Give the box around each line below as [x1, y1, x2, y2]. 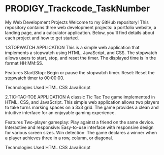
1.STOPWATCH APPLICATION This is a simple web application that [5, 44, 140, 50]
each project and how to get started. [5, 35, 79, 41]
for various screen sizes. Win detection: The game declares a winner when [5, 129, 157, 135]
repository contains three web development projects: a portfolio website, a [5, 24, 157, 30]
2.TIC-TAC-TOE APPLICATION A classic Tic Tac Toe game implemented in [5, 94, 155, 100]
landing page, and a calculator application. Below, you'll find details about [5, 30, 155, 35]
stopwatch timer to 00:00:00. [5, 75, 65, 81]
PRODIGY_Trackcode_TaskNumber [5, 3, 150, 14]
